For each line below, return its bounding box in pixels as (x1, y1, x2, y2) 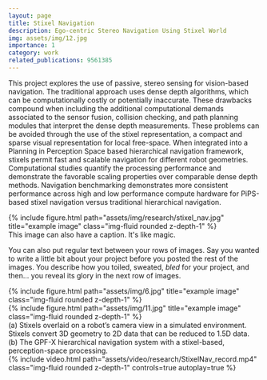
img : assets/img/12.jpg (8, 34, 88, 42)
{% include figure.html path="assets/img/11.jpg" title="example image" (8, 303, 241, 313)
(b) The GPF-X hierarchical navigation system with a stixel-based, (8, 337, 225, 346)
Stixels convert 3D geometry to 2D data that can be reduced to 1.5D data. (8, 329, 250, 338)
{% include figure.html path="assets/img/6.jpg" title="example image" (8, 286, 240, 296)
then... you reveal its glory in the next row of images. (8, 270, 181, 280)
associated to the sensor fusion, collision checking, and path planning (8, 112, 238, 122)
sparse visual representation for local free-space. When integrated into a (8, 138, 249, 147)
